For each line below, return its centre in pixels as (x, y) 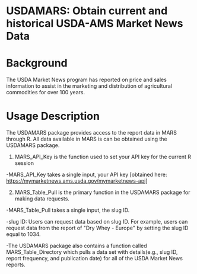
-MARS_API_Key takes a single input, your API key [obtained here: (87, 175)
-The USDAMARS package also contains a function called (77, 246)
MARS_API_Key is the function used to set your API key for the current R (103, 157)
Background (37, 63)
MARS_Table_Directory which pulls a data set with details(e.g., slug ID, (92, 252)
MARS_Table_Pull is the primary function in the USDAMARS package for (102, 192)
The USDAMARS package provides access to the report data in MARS (91, 133)
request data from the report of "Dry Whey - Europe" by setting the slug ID (97, 228)
